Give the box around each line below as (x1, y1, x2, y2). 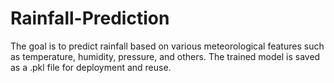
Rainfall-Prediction (10, 7, 170, 30)
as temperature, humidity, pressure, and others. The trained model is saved (10, 50, 321, 62)
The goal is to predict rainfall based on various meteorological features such (10, 40, 325, 52)
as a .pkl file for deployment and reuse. (10, 61, 172, 73)
